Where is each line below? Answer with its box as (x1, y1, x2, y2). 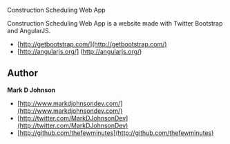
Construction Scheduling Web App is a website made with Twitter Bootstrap (7, 19, 223, 27)
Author (7, 67, 38, 79)
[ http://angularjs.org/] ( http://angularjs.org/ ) (17, 48, 142, 55)
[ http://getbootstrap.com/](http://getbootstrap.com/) (17, 40, 167, 48)
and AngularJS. (7, 27, 51, 35)
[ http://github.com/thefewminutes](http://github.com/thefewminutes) (17, 128, 214, 137)
